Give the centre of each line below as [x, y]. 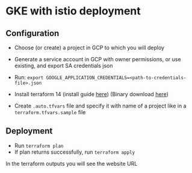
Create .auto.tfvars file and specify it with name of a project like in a [100, 106]
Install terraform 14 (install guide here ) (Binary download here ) [91, 94]
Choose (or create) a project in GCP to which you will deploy [89, 47]
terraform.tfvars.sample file [50, 112]
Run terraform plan [39, 145]
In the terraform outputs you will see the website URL [72, 163]
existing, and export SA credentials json [63, 65]
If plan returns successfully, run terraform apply [75, 152]
